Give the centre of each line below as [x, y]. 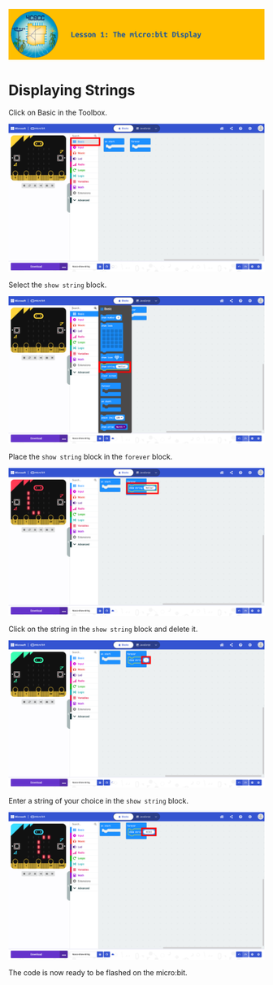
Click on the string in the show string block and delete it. [103, 629]
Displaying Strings [72, 90]
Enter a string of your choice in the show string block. [99, 800]
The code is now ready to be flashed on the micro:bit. [98, 973]
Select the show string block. [58, 285]
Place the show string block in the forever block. [91, 457]
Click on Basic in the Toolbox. [58, 113]
